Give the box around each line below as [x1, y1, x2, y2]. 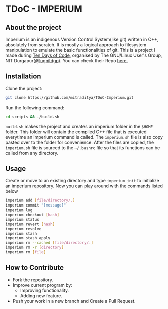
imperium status [5, 217, 39, 222]
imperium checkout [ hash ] [5, 212, 59, 217]
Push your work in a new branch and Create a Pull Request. [12, 298, 136, 304]
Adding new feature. [20, 292, 63, 299]
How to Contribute [5, 263, 64, 272]
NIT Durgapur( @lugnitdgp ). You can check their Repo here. [5, 58, 128, 63]
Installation [5, 72, 41, 81]
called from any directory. [5, 150, 59, 156]
